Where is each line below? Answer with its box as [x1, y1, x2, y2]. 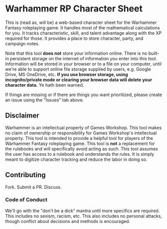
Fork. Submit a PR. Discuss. [5, 184, 62, 190]
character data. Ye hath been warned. [5, 82, 84, 88]
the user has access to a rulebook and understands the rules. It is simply [5, 151, 155, 157]
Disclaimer [5, 112, 39, 120]
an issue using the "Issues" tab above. [5, 97, 84, 103]
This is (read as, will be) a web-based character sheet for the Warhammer [5, 19, 157, 25]
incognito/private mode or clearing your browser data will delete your [5, 77, 153, 83]
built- [148, 50, 160, 56]
